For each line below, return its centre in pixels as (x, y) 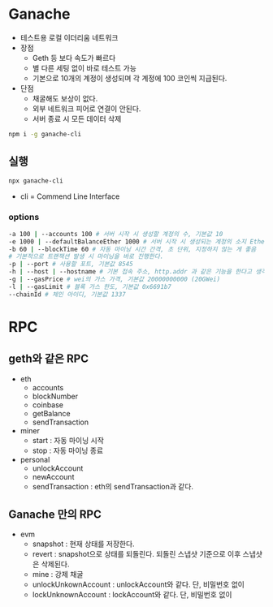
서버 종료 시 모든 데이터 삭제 (77, 118)
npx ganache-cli (36, 181)
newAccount (53, 476)
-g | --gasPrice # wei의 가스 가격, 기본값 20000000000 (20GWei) (115, 280)
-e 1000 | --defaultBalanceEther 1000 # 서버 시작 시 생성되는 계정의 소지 (128, 241)
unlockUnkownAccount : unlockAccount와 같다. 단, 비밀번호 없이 (139, 584)
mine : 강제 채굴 (58, 575)
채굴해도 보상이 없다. (65, 98)
